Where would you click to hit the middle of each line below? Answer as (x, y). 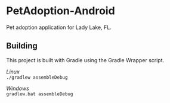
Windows (18, 88)
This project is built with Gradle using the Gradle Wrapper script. (85, 60)
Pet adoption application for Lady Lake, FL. (59, 27)
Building (22, 46)
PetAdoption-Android (61, 11)
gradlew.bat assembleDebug (40, 94)
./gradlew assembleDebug (37, 77)
